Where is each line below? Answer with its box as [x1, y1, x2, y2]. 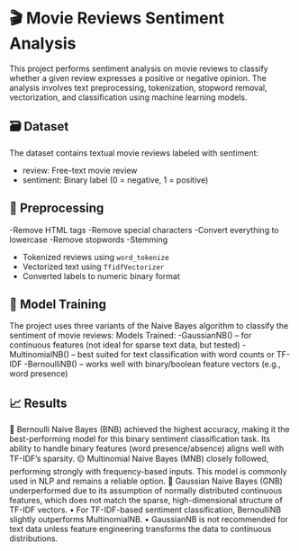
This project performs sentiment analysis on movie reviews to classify [9, 63, 268, 74]
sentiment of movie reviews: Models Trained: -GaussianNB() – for [9, 330, 252, 341]
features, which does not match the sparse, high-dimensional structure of [9, 495, 284, 506]
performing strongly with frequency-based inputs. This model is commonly [9, 466, 287, 477]
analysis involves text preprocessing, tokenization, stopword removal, [9, 82, 267, 93]
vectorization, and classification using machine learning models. [9, 92, 248, 103]
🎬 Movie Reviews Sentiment [9, 8, 225, 29]
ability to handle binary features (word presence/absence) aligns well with [9, 443, 285, 454]
